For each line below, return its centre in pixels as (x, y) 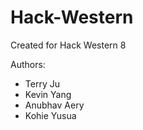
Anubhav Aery (54, 105)
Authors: (28, 64)
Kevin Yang (48, 94)
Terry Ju (42, 83)
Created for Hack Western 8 (68, 45)
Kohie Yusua (50, 115)
